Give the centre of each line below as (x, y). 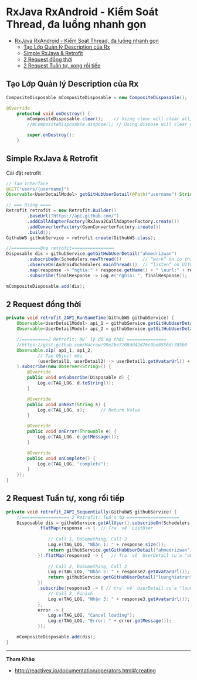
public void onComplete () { (61, 458)
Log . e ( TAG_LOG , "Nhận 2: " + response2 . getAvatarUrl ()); (119, 572)
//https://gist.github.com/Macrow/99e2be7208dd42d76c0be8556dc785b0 (102, 345)
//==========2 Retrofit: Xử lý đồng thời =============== (91, 339)
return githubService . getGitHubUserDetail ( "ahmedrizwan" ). (121, 550)
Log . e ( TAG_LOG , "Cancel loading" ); (91, 616)
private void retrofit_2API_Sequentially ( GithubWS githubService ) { (91, 512)
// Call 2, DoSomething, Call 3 (87, 566)
